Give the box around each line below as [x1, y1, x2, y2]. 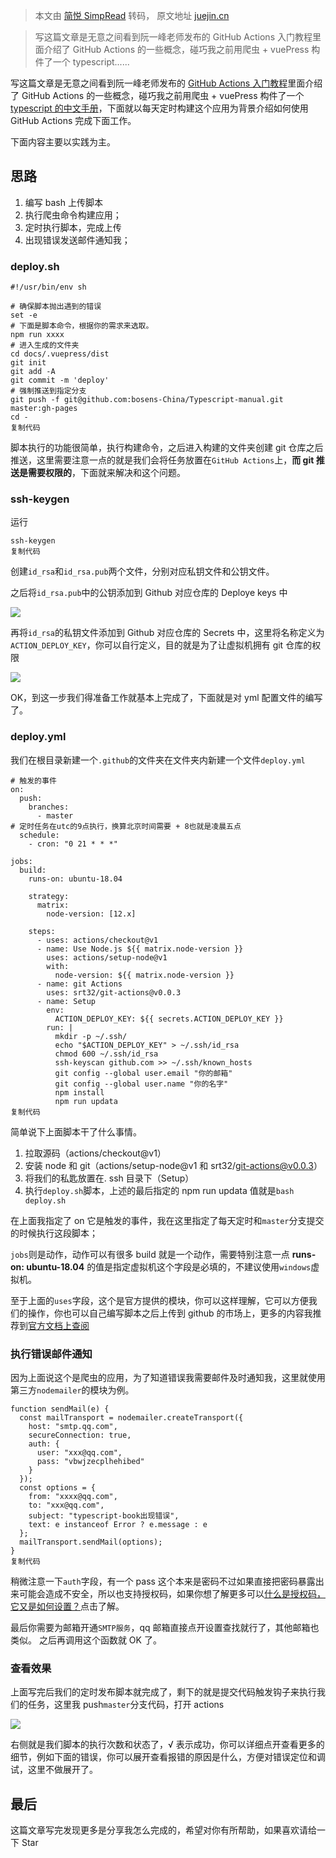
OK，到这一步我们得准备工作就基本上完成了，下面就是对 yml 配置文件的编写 [10, 692, 323, 704]
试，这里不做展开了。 [10, 1764, 98, 1776]
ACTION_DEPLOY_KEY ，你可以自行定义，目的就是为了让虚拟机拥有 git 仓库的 [10, 639, 313, 651]
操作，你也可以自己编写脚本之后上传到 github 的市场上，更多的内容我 [27, 1307, 313, 1319]
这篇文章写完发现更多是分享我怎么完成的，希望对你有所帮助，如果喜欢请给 [10, 1824, 317, 1836]
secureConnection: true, [28, 1430, 132, 1440]
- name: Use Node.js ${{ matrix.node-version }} [36, 944, 244, 954]
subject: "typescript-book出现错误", [28, 1511, 180, 1521]
